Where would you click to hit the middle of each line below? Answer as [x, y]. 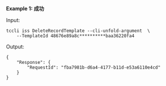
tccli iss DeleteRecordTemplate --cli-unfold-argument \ [78, 31]
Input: [13, 20]
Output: [15, 46]
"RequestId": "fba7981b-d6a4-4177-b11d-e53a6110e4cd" [94, 67]
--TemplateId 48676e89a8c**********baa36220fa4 [75, 36]
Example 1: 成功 [25, 8]
